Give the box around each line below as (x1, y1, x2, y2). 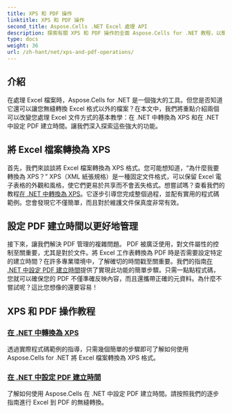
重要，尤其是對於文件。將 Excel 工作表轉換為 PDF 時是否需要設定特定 (25, 248, 223, 257)
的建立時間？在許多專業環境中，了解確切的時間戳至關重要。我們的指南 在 (7, 257, 213, 266)
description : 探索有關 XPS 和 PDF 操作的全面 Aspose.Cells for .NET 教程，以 (7, 29, 222, 37)
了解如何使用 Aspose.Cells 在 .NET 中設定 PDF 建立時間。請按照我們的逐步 (7, 389, 220, 398)
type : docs (7, 36, 39, 43)
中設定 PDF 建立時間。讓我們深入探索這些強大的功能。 (7, 122, 162, 130)
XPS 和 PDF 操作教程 (7, 305, 95, 317)
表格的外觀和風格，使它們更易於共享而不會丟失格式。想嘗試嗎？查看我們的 (12, 181, 225, 189)
